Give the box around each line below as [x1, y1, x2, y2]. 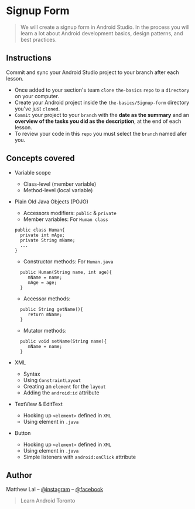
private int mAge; [20, 232, 65, 238]
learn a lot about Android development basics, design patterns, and [20, 29, 183, 36]
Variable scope [14, 169, 51, 176]
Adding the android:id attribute [23, 389, 100, 396]
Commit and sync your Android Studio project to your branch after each [6, 69, 179, 76]
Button [14, 429, 31, 436]
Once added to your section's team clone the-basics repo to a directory [14, 86, 190, 93]
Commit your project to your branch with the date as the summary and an [14, 111, 189, 118]
